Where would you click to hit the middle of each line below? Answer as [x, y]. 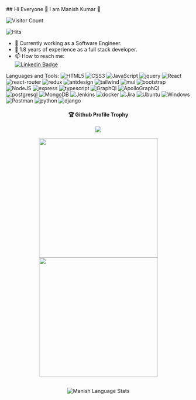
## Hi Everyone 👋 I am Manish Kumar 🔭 [53, 9]
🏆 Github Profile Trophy [98, 114]
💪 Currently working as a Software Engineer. [68, 43]
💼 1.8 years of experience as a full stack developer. [76, 49]
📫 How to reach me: [39, 56]
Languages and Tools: [33, 76]
